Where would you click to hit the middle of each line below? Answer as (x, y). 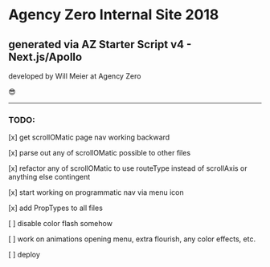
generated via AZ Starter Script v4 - (100, 44)
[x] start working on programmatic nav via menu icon (96, 192)
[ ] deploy (24, 255)
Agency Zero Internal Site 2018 (114, 15)
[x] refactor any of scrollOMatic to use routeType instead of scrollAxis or (128, 168)
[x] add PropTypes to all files (55, 208)
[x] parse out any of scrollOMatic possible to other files (100, 153)
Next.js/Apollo (45, 57)
